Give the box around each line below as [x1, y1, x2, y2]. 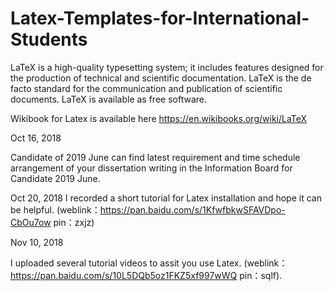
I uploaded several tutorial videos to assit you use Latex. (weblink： [10, 257, 288, 269]
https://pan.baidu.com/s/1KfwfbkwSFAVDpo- [99, 203, 286, 216]
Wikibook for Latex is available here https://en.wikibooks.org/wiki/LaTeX [10, 112, 308, 124]
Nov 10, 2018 [10, 236, 64, 248]
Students [10, 28, 88, 51]
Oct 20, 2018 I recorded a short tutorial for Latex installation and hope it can [10, 192, 322, 204]
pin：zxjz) [53, 216, 95, 228]
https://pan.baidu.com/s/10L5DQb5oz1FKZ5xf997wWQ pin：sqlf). [10, 269, 283, 281]
